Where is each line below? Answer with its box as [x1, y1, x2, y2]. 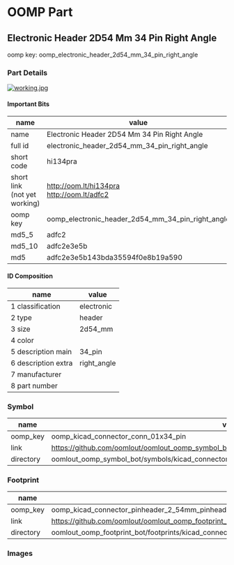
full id [10, 140, 29, 150]
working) [10, 198, 40, 208]
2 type [10, 312, 33, 322]
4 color [10, 335, 34, 345]
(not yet [10, 189, 37, 199]
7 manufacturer [10, 369, 62, 379]
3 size [10, 324, 31, 334]
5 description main [10, 346, 72, 356]
